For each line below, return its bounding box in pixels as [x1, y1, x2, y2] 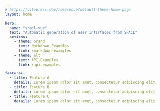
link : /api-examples [18, 62, 61, 67]
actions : [9, 35, 28, 39]
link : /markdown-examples [18, 48, 71, 53]
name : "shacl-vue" [9, 25, 48, 30]
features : [5, 71, 26, 76]
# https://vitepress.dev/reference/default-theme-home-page [5, 7, 131, 12]
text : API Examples [18, 57, 58, 62]
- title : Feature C [9, 94, 50, 99]
